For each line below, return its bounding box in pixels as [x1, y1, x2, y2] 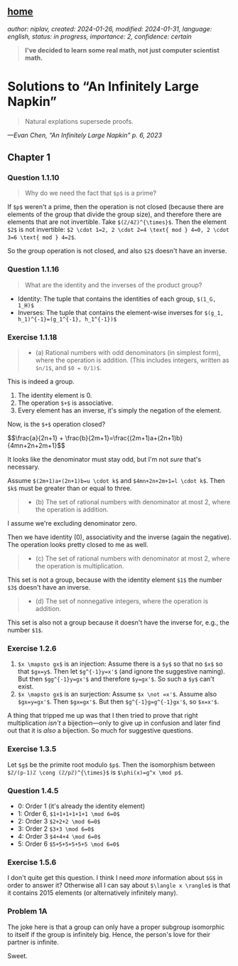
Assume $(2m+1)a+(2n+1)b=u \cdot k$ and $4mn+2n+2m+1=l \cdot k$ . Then [7, 477, 225, 485]
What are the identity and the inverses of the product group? [24, 280, 202, 289]
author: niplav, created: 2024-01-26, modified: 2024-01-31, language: [7, 24, 212, 33]
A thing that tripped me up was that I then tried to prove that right [7, 711, 198, 720]
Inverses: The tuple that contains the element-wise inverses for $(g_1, [17, 308, 224, 317]
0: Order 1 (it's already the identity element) [17, 802, 146, 810]
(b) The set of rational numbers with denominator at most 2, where [35, 498, 231, 506]
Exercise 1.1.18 [7, 332, 58, 342]
